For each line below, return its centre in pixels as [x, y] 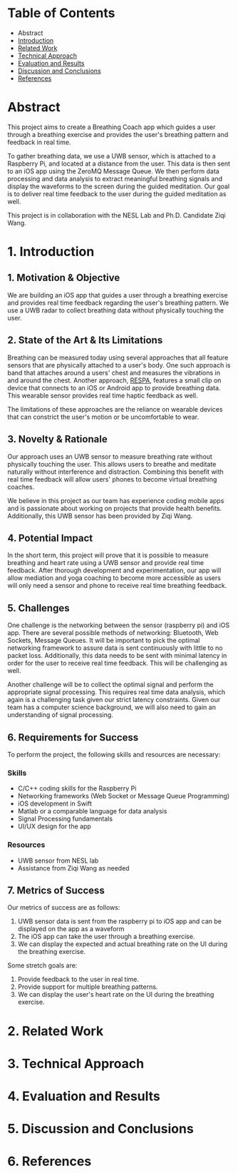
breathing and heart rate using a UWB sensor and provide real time [106, 563]
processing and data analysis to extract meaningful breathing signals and [115, 178]
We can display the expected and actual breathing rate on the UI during [123, 944]
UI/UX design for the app [54, 826]
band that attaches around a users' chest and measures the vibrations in [114, 372]
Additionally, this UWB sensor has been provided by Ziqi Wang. [100, 516]
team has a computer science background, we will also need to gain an [112, 707]
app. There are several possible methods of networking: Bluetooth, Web [113, 633]
